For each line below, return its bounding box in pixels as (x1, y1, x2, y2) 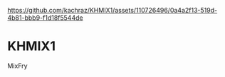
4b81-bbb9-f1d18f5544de (7, 13, 83, 22)
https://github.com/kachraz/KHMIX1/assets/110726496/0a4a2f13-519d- (7, 6, 218, 14)
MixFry (7, 61, 28, 70)
